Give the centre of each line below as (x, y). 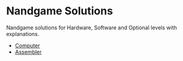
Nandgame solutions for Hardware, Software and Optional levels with (91, 28)
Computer (27, 45)
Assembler (28, 51)
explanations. (23, 33)
